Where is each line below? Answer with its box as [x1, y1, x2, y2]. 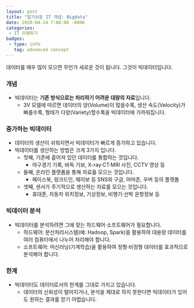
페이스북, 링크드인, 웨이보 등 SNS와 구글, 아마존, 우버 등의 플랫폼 [32, 176, 179, 183]
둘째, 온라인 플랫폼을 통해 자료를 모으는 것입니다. [23, 168, 134, 176]
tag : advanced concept [13, 47, 69, 53]
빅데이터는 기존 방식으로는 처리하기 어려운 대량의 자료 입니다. [14, 94, 151, 101]
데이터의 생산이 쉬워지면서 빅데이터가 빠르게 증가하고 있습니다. [14, 139, 157, 147]
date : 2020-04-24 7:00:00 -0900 [6, 19, 85, 25]
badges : [6, 36, 25, 42]
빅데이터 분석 [6, 207, 41, 215]
